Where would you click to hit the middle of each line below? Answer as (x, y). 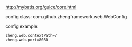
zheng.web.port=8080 (27, 40)
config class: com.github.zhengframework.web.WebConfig (66, 17)
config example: (22, 26)
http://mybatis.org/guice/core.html (41, 7)
